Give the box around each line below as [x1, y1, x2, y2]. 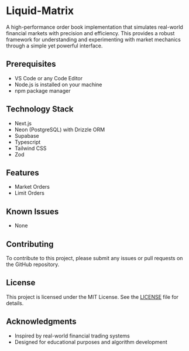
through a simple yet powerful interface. [6, 42, 103, 49]
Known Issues [6, 206, 59, 216]
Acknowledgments [6, 316, 77, 326]
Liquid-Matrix [6, 4, 74, 18]
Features [6, 168, 39, 178]
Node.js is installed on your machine [14, 81, 102, 88]
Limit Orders [14, 189, 45, 197]
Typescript [14, 138, 41, 145]
